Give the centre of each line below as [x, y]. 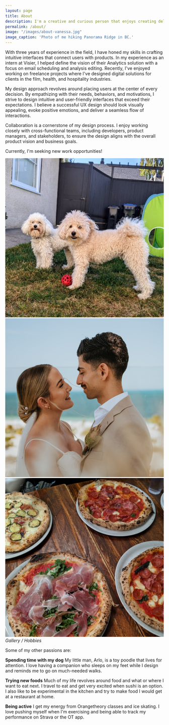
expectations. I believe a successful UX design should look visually [75, 105]
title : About [19, 16]
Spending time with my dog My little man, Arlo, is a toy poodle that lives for [84, 660]
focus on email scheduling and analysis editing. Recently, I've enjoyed [78, 68]
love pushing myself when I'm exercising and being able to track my [76, 712]
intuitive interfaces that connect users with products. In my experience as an [84, 57]
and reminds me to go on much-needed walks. [54, 671]
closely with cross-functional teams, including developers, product [74, 131]
